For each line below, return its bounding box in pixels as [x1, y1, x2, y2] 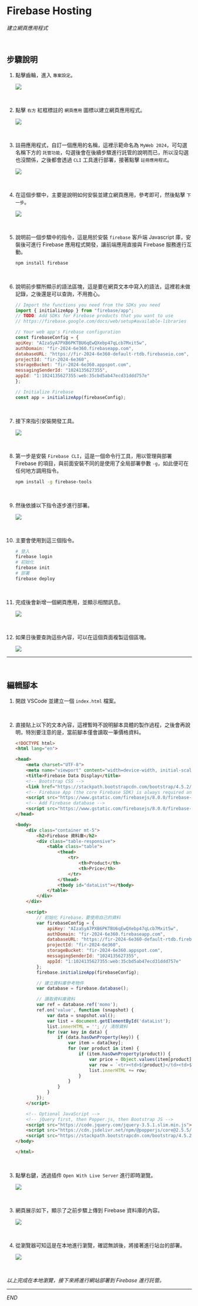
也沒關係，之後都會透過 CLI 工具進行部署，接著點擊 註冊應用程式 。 [15, 156, 173, 163]
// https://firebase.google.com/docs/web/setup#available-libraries [15, 318, 187, 325]
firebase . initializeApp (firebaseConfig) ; [36, 969, 140, 975]
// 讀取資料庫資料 [36, 996, 75, 1002]
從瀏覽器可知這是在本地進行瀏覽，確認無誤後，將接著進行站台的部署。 [15, 1242, 186, 1249]
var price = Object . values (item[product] [89, 1056, 192, 1062]
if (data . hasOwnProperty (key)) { [57, 1034, 140, 1041]
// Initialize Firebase [15, 389, 74, 395]
